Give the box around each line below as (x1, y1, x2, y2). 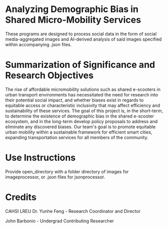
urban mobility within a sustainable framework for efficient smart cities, (5, 129, 152, 135)
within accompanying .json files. (5, 41, 72, 47)
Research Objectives (5, 70, 94, 81)
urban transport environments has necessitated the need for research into (5, 91, 158, 97)
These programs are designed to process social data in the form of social (5, 31, 157, 37)
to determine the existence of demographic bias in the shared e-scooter (5, 113, 154, 119)
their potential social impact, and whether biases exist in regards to (5, 97, 144, 103)
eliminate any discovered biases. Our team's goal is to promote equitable (5, 124, 156, 130)
